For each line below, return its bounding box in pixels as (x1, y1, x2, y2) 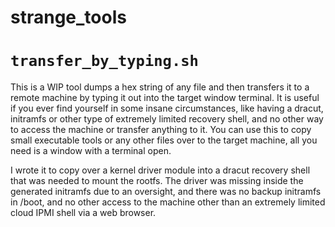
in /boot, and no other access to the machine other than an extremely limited (10, 196, 326, 208)
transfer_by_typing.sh (10, 52, 199, 71)
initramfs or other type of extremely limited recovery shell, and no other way (10, 113, 324, 125)
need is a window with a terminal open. (10, 145, 172, 157)
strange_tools (10, 6, 127, 29)
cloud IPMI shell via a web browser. (10, 207, 157, 219)
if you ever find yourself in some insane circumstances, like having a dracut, (10, 102, 324, 115)
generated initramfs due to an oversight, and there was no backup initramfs (10, 186, 322, 198)
